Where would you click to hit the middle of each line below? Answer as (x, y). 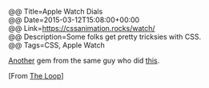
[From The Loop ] (36, 76)
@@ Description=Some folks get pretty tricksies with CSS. (105, 36)
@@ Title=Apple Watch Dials (56, 11)
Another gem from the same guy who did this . (84, 60)
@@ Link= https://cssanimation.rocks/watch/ (82, 28)
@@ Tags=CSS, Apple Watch (57, 45)
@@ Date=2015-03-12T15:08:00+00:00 (74, 20)
